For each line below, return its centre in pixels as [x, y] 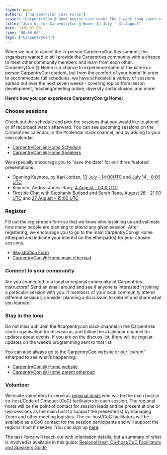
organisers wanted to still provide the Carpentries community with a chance [83, 57]
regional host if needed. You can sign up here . [52, 427]
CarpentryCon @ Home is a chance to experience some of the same [75, 67]
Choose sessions [27, 111]
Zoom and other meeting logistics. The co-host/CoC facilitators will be [77, 417]
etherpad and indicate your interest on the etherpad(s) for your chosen [78, 238]
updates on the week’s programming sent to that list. [59, 342]
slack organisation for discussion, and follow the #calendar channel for [78, 332]
